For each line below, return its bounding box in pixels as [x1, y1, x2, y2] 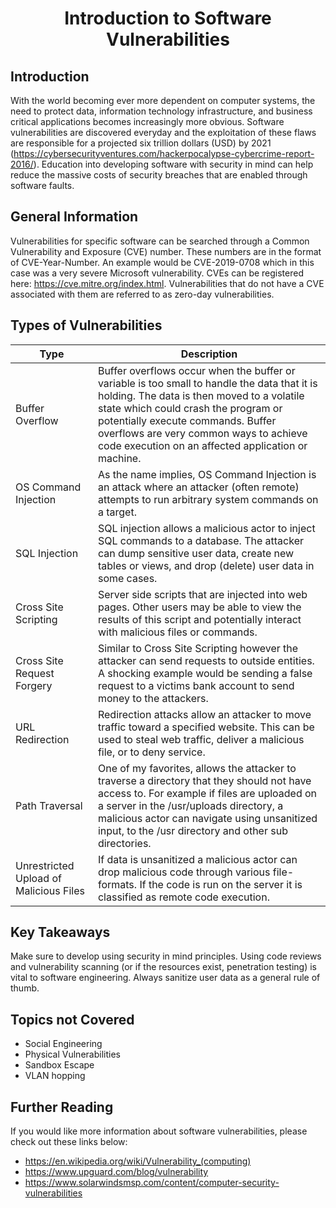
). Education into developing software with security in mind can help [33, 158, 314, 170]
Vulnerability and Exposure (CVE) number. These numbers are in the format [10, 245, 322, 257]
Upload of [15, 871, 62, 885]
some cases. [97, 571, 158, 585]
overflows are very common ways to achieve [97, 426, 308, 440]
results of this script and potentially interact [97, 612, 302, 626]
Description [180, 347, 238, 361]
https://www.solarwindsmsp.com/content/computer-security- [24, 1177, 280, 1189]
